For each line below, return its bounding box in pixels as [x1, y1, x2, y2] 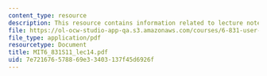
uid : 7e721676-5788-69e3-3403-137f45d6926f [8, 56, 155, 64]
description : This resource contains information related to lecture [8, 19, 244, 27]
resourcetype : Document [8, 41, 87, 49]
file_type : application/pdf [8, 33, 102, 42]
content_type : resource [8, 11, 87, 20]
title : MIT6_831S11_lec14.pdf [8, 48, 109, 56]
